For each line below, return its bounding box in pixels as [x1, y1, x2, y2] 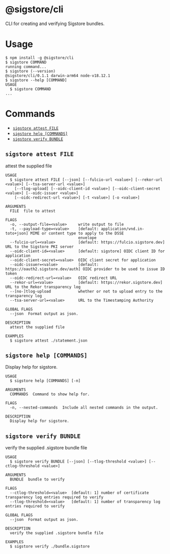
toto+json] [5, 231, 29, 236]
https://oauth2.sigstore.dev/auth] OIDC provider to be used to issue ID [5, 267, 165, 272]
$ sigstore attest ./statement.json [10, 338, 88, 343]
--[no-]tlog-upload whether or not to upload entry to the [10, 288, 163, 294]
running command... [5, 64, 47, 69]
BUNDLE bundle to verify [10, 477, 65, 482]
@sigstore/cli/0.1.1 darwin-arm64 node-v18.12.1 [5, 73, 110, 78]
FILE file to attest [10, 208, 56, 213]
